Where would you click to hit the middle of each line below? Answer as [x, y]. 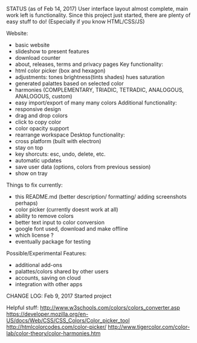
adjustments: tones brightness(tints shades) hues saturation [90, 77]
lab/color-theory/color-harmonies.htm [53, 333]
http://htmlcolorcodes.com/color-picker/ [57, 327]
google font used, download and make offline [71, 229]
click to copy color [38, 122]
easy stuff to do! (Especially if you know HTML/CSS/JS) [76, 21]
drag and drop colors [41, 115]
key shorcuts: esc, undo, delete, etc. [60, 154]
